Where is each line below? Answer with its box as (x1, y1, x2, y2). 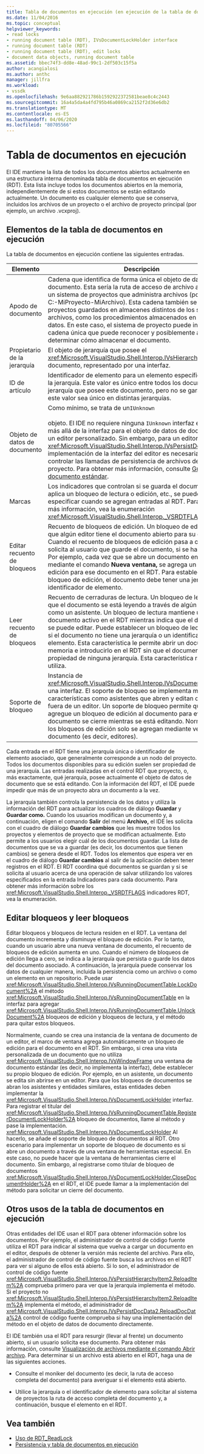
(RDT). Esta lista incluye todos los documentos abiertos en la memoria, (6, 181, 183, 189)
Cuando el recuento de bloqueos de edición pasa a (47, 537, 193, 546)
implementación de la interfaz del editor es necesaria (47, 449, 199, 457)
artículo (9, 386, 32, 394)
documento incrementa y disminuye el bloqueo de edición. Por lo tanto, (6, 935, 185, 943)
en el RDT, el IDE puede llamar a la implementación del (52, 1180, 189, 1187)
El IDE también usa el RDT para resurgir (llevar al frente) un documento (6, 1332, 183, 1339)
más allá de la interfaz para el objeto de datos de (47, 426, 186, 435)
